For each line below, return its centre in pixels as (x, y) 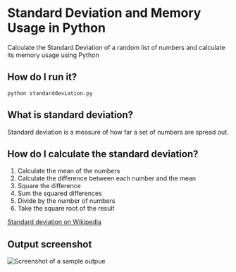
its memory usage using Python (54, 55)
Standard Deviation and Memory (104, 13)
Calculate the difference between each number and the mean (107, 178)
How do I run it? (42, 77)
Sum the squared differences (60, 193)
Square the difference (49, 186)
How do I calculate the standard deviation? (103, 154)
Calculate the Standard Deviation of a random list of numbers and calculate (116, 47)
